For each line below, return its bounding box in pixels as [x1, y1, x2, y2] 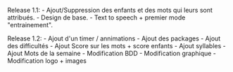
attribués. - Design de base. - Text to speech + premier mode [7, 13, 186, 22]
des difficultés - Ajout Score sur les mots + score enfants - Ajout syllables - [7, 42, 227, 50]
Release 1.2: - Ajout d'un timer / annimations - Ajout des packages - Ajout [7, 34, 221, 43]
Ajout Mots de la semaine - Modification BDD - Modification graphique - [7, 49, 217, 57]
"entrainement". [7, 21, 53, 29]
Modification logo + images [7, 57, 87, 65]
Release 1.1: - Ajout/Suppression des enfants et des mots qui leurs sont [7, 6, 213, 14]
